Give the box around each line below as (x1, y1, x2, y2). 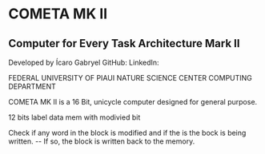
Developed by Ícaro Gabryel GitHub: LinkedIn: (8, 57, 159, 67)
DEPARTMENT (8, 81, 56, 91)
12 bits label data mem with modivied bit (8, 113, 141, 122)
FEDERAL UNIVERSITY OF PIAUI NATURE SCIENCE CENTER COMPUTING (8, 73, 252, 82)
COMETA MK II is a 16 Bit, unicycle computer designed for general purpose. (8, 97, 258, 106)
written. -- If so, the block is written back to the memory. (8, 136, 195, 146)
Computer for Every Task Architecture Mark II (8, 37, 240, 50)
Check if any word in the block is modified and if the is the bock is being (8, 128, 247, 137)
